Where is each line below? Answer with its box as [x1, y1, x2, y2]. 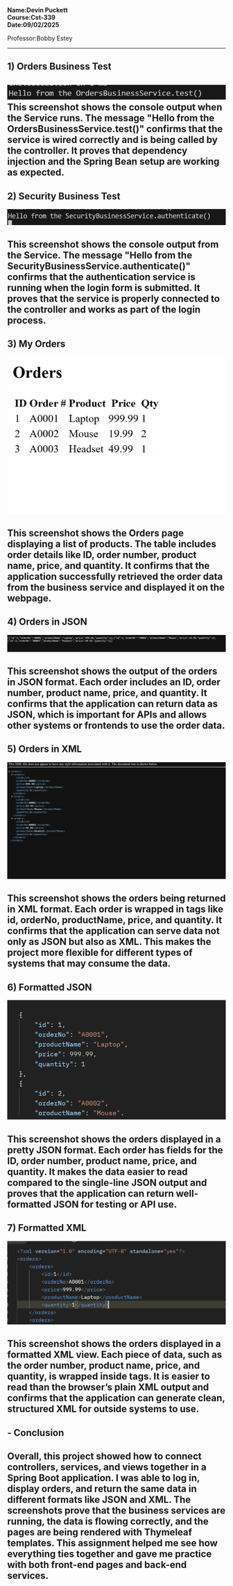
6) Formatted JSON [7, 981, 92, 993]
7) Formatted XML [7, 1222, 87, 1234]
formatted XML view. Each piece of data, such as [7, 1349, 223, 1361]
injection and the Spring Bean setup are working [7, 156, 220, 167]
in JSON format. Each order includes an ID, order [7, 677, 221, 688]
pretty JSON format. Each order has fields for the [7, 1144, 223, 1156]
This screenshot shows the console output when [7, 101, 223, 113]
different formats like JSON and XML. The [7, 1494, 191, 1506]
